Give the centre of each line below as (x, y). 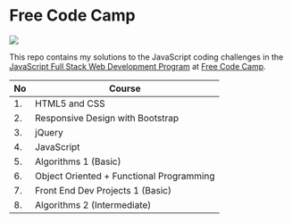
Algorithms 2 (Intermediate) (93, 204)
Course (125, 88)
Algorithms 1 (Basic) (78, 161)
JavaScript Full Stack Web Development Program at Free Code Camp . (138, 66)
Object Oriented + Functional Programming (125, 176)
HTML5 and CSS (70, 103)
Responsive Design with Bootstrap (107, 118)
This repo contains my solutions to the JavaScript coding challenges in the (146, 57)
